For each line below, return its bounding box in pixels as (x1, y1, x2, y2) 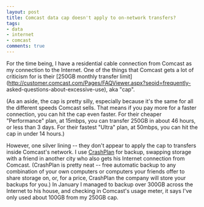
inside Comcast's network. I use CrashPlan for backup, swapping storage (6, 148, 191, 156)
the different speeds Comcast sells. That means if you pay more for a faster (6, 104, 197, 111)
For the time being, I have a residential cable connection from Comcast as (6, 59, 192, 67)
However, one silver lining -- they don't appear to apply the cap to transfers (6, 142, 197, 149)
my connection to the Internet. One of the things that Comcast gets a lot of (6, 66, 194, 73)
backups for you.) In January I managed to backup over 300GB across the (6, 181, 194, 188)
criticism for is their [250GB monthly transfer (6, 73, 119, 80)
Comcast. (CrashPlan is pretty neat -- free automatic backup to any (6, 161, 176, 169)
